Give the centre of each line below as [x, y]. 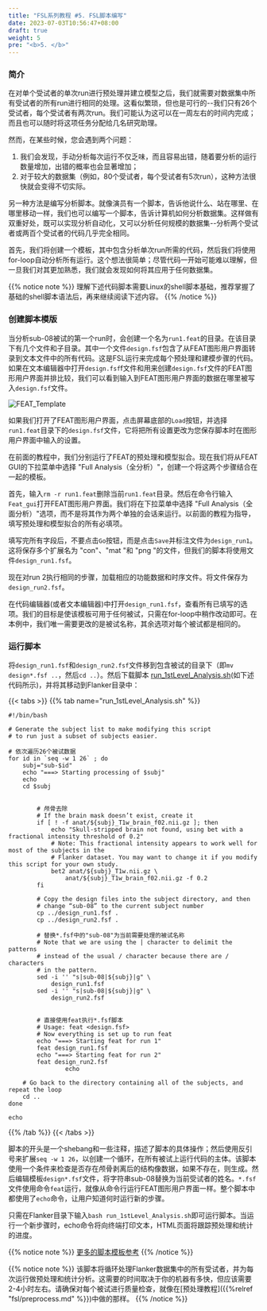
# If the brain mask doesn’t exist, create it [115, 816]
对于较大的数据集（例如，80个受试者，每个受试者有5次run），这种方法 [134, 176]
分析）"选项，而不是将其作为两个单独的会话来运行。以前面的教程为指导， [135, 513]
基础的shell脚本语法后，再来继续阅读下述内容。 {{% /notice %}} [112, 297]
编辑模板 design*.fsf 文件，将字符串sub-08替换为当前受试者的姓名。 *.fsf [135, 1179]
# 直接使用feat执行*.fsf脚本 [80, 1021]
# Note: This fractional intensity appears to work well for [154, 844]
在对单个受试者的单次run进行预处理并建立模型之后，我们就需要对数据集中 [128, 93]
